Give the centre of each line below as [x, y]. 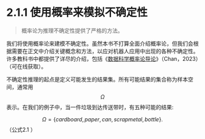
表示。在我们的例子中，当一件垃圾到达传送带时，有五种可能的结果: [90, 107]
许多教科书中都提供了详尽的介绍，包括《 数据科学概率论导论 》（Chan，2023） [103, 59]
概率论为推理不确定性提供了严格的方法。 [72, 30]
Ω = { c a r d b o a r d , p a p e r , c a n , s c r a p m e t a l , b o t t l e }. [103, 119]
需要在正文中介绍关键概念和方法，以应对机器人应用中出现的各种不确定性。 [105, 51]
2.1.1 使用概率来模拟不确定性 [77, 12]
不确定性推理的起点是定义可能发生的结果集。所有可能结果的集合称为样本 [97, 79]
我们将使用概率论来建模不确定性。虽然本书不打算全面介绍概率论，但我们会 [100, 43]
